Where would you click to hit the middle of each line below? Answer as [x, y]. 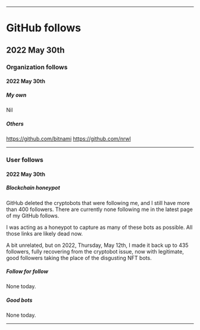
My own [16, 95]
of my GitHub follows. [33, 215]
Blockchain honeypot [33, 188]
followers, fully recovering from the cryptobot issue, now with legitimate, [95, 251]
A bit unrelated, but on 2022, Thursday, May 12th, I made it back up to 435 [97, 245]
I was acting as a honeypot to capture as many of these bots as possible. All [99, 227]
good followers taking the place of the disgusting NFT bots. [79, 258]
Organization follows [37, 67]
